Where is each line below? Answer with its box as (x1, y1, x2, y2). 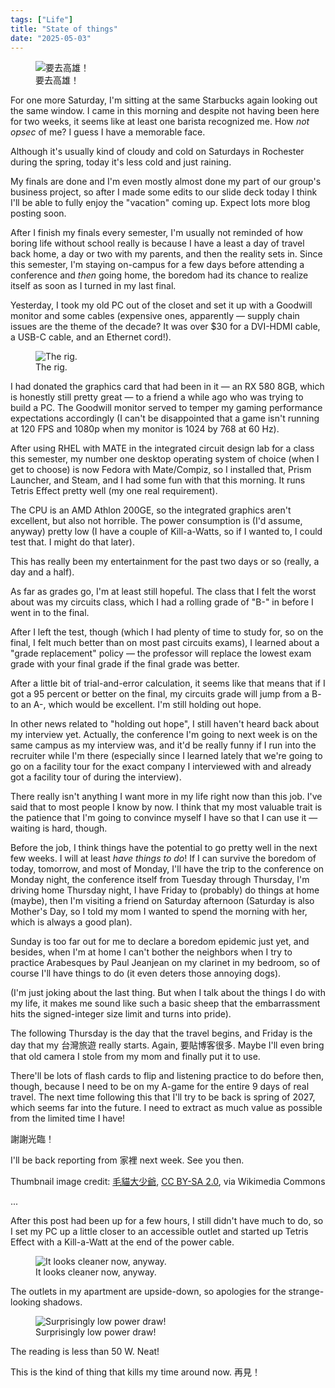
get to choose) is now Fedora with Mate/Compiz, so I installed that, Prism (10, 464, 312, 476)
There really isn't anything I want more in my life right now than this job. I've (10, 791, 323, 803)
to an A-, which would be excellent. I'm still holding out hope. (10, 699, 262, 711)
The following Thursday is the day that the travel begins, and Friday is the (10, 1027, 313, 1040)
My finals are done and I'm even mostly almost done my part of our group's (10, 176, 322, 188)
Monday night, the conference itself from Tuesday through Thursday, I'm (10, 874, 310, 886)
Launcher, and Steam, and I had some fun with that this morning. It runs (10, 474, 306, 486)
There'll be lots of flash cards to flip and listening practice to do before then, (10, 1070, 325, 1082)
